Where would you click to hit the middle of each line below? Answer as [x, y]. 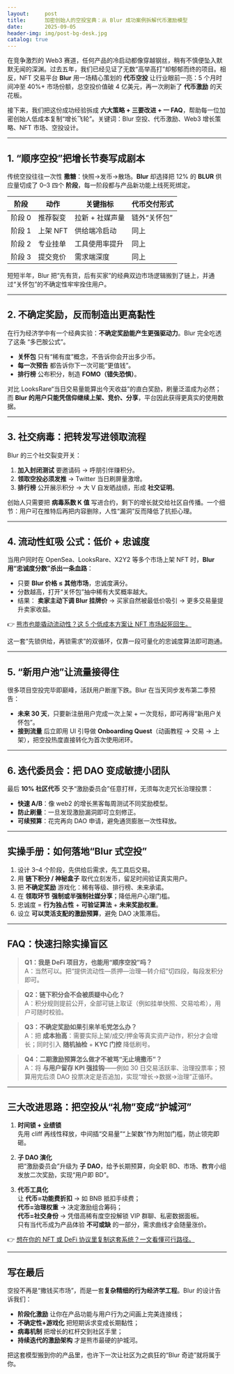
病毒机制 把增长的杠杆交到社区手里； [70, 1331]
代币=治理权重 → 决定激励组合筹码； [70, 1207]
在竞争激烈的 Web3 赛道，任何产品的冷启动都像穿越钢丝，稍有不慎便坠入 [112, 61]
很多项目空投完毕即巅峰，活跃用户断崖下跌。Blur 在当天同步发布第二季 [109, 690]
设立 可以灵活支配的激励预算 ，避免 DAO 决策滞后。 [91, 913]
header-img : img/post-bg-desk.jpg [57, 33]
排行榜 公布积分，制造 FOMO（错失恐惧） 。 [79, 374]
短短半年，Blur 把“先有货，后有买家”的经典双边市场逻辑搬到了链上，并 [108, 275]
